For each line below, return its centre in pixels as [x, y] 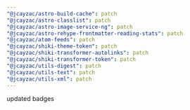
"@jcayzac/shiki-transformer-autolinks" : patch [78, 53]
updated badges [30, 99]
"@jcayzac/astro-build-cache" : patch [62, 14]
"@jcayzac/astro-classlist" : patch [59, 20]
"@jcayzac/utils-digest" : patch [54, 66]
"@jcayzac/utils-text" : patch [51, 72]
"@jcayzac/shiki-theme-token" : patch [62, 46]
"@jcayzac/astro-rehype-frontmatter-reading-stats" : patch [95, 33]
